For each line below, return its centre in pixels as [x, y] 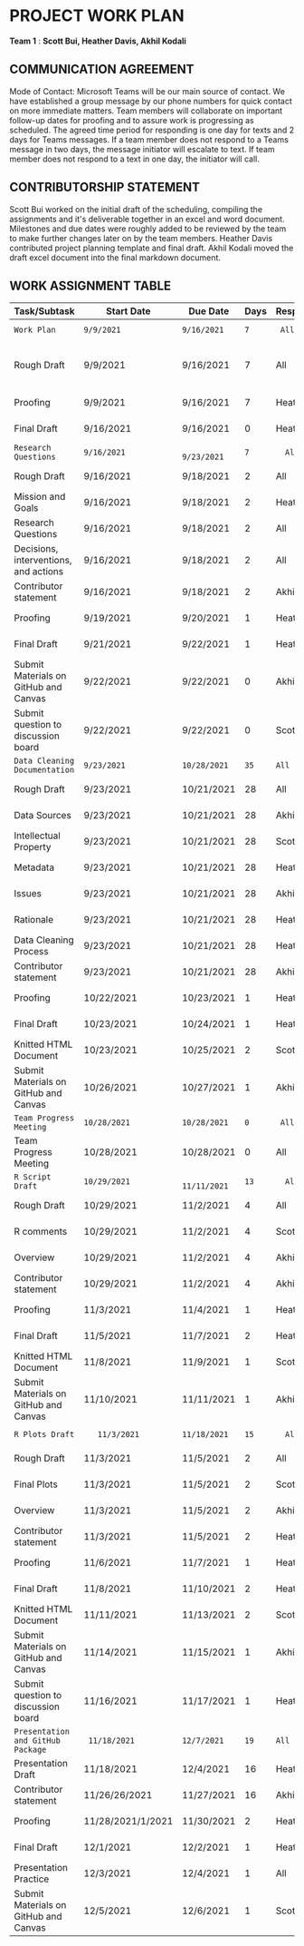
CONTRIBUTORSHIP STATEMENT [105, 187]
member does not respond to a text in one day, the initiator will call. [134, 159]
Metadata [34, 867]
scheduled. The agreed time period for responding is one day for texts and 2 [152, 130]
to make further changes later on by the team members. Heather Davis [141, 238]
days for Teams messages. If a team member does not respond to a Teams [149, 139]
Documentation [44, 770]
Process [31, 952]
